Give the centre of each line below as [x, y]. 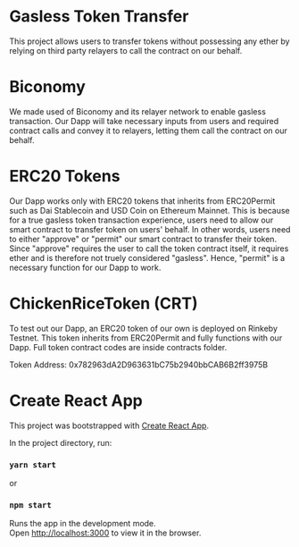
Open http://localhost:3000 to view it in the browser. [105, 533]
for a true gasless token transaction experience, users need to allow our [141, 220]
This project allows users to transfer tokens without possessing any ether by [149, 41]
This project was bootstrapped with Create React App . [109, 425]
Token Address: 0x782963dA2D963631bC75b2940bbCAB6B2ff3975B [139, 365]
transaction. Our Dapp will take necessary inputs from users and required [144, 121]
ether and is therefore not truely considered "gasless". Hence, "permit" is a [147, 257]
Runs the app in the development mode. [83, 524]
